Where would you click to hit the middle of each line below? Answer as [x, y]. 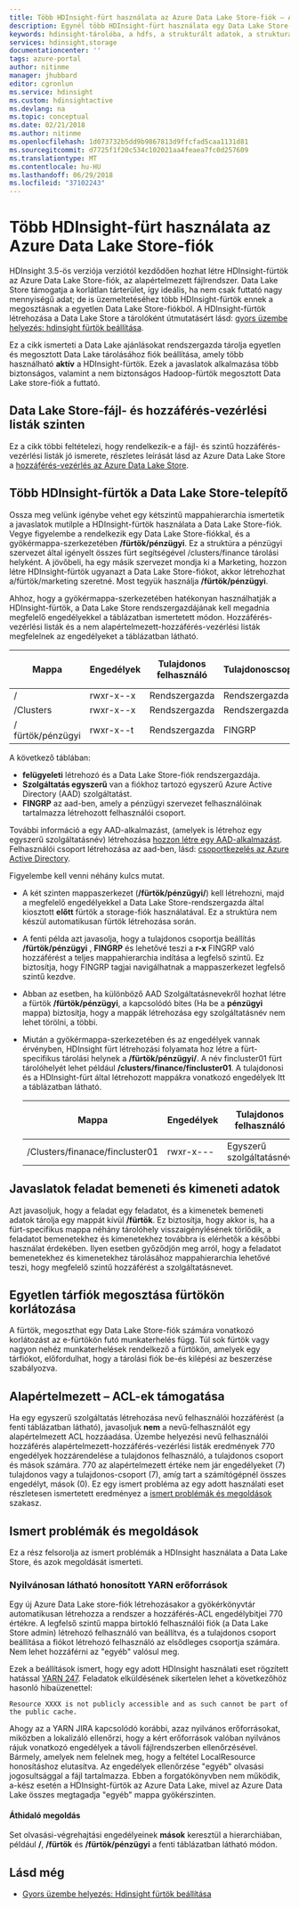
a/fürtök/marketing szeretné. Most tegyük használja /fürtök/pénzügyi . [139, 581]
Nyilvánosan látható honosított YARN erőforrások [119, 1585]
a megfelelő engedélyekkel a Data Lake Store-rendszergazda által [143, 902]
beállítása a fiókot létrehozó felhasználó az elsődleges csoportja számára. [145, 1642]
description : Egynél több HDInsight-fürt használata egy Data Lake [137, 26]
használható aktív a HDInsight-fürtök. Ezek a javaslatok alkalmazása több [144, 364]
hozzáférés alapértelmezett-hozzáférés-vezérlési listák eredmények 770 [142, 1446]
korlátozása [43, 1309]
